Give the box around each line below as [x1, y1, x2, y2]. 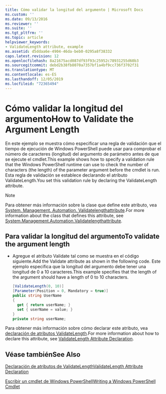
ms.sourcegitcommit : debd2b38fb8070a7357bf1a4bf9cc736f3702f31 [5, 63, 139, 68]
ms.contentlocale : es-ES [5, 72, 57, 77]
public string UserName [12, 293, 62, 298]
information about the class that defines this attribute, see [5, 212, 124, 218]
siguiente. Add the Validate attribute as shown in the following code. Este [12, 258, 161, 264]
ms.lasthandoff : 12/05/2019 [5, 77, 64, 82]
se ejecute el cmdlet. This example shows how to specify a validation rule [5, 156, 155, 162]
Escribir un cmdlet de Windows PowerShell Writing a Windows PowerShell [5, 379, 156, 385]
